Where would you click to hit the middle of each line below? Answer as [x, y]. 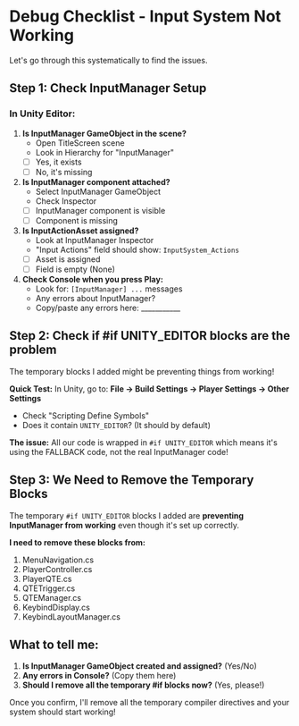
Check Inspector [66, 201]
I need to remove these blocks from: [77, 542]
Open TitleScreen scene [80, 143]
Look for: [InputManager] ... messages [109, 289]
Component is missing [77, 220]
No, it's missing [64, 172]
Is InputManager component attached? [96, 181]
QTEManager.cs [52, 597]
